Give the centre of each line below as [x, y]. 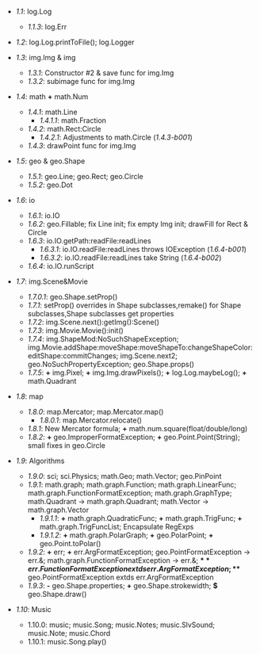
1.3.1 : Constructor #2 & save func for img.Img [101, 73]
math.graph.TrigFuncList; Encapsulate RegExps [117, 527]
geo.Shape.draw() [57, 594]
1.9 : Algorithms [40, 461]
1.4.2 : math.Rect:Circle [64, 129]
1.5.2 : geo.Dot [50, 185]
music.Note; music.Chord [69, 633]
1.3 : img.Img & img [46, 57]
